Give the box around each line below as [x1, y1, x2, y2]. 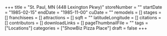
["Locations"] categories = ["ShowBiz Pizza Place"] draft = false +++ [5, 25, 147, 31]
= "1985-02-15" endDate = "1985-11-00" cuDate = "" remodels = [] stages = [5, 9, 161, 15]
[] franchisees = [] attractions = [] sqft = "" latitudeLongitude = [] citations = [5, 15, 161, 20]
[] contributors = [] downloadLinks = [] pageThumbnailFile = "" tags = [5, 20, 148, 26]
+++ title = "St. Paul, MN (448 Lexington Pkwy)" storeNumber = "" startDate [5, 4, 162, 10]
